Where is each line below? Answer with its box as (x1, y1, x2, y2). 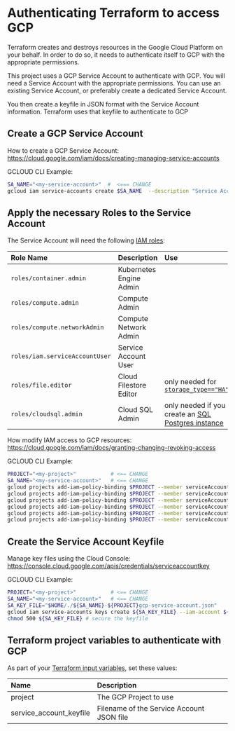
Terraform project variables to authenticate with (7, 634, 222, 646)
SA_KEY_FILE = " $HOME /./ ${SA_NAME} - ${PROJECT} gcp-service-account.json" (7, 601, 218, 609)
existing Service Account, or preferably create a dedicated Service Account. (7, 86, 227, 95)
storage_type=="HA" (164, 385, 229, 394)
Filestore (117, 381, 147, 390)
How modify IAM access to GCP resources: (7, 436, 132, 444)
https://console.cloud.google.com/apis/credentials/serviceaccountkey (7, 562, 210, 571)
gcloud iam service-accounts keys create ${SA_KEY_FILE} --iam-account (7, 608, 220, 615)
